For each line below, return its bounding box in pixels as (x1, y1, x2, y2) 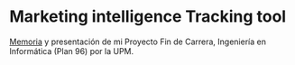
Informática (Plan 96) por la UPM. (9, 45, 134, 56)
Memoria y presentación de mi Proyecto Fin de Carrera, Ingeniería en (9, 36, 266, 47)
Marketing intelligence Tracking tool (9, 6, 287, 27)
